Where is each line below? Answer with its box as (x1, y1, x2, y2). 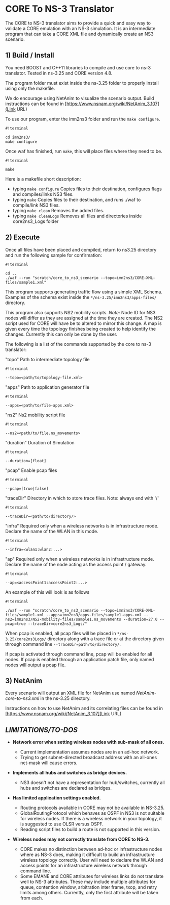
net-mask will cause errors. (20, 760, 78, 766)
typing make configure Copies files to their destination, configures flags (12, 186, 162, 192)
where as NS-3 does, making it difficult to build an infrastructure (20, 851, 155, 858)
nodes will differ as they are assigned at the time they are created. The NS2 (5, 315, 163, 321)
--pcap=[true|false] (5, 486, 49, 491)
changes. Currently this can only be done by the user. (5, 331, 118, 337)
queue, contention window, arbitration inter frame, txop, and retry (20, 884, 157, 890)
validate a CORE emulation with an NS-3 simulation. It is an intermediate (5, 25, 156, 31)
